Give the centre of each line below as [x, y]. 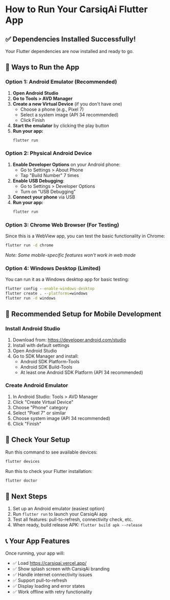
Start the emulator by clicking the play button [61, 126]
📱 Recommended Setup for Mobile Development [83, 314]
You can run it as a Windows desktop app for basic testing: [67, 280]
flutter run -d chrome [29, 245]
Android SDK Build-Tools [46, 367]
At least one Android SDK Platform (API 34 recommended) [82, 372]
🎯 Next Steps [26, 496]
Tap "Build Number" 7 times [50, 175]
